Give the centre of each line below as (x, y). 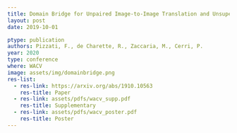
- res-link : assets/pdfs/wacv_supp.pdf (72, 99)
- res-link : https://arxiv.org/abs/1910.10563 (83, 86)
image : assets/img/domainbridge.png (61, 73)
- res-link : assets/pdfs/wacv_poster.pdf (75, 112)
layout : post (26, 21)
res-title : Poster (47, 119)
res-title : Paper (45, 93)
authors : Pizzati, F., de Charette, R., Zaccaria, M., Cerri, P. (105, 47)
